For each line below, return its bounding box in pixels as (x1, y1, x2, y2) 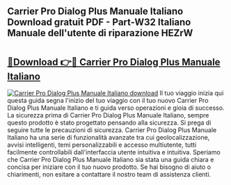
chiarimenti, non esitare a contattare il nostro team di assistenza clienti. (7, 170, 212, 178)
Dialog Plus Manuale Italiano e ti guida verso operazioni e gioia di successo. (7, 104, 225, 112)
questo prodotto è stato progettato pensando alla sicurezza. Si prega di (7, 118, 212, 127)
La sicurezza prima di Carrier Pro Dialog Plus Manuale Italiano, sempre (7, 111, 209, 119)
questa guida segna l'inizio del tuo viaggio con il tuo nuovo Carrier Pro (7, 97, 209, 104)
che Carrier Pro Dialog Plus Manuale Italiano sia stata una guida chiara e (7, 156, 214, 163)
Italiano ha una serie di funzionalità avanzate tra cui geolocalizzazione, (7, 134, 210, 141)
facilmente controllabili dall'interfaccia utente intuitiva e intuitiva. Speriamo (7, 148, 221, 156)
